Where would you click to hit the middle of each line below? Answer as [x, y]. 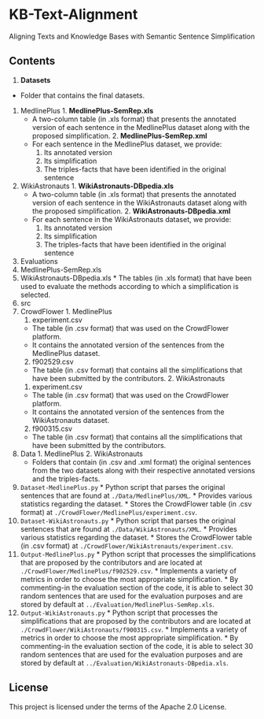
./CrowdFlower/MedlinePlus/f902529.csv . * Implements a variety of [128, 571]
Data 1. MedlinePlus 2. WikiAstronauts [82, 454]
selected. [35, 295]
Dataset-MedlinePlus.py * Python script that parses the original [123, 487]
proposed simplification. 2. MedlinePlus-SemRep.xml [119, 135]
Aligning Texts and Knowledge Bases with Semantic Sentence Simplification [132, 36]
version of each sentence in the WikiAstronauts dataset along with [139, 202]
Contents [32, 61]
